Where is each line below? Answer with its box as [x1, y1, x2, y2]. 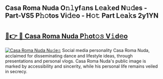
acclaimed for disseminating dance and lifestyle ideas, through [5, 53, 133, 58]
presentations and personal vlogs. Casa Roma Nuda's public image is [5, 58, 147, 64]
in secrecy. [5, 69, 28, 74]
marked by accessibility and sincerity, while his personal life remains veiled [5, 63, 158, 69]
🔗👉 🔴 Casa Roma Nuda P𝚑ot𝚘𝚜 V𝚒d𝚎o [5, 32, 128, 40]
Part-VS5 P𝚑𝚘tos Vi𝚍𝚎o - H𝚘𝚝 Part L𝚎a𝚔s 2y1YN [5, 12, 159, 20]
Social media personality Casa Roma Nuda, [62, 48, 150, 53]
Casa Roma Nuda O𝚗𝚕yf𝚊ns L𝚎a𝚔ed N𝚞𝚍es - [5, 4, 147, 12]
